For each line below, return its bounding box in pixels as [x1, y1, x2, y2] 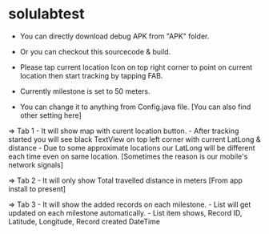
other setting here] [19, 110, 82, 120]
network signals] [8, 159, 64, 169]
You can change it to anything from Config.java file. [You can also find [19, 102, 251, 111]
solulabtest [8, 5, 85, 23]
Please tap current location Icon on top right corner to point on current [19, 62, 253, 72]
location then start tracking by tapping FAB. [19, 71, 163, 80]
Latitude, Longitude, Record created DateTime [8, 216, 160, 226]
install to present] [8, 184, 66, 193]
